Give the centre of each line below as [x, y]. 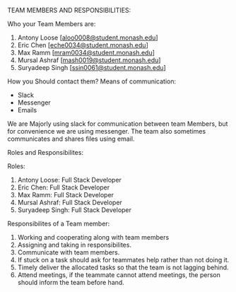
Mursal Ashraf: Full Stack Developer [70, 202]
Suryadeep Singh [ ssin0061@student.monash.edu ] [92, 68]
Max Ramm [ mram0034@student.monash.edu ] [86, 53]
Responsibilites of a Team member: [59, 223]
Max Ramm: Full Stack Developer [66, 195]
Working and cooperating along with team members [93, 237]
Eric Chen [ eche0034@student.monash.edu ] [83, 45]
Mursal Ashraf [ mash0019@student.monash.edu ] [89, 60]
